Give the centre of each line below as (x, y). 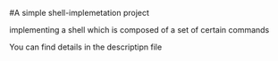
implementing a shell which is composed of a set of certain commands (139, 30)
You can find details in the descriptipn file (86, 47)
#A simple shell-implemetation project (80, 13)
